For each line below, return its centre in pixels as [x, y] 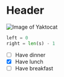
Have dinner [30, 55]
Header [25, 10]
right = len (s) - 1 [31, 43]
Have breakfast [34, 68]
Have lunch [29, 61]
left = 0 [17, 38]
